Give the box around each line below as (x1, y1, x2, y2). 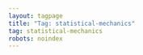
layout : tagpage (8, 11, 63, 20)
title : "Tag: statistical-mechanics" (8, 19, 136, 27)
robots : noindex (8, 34, 63, 43)
